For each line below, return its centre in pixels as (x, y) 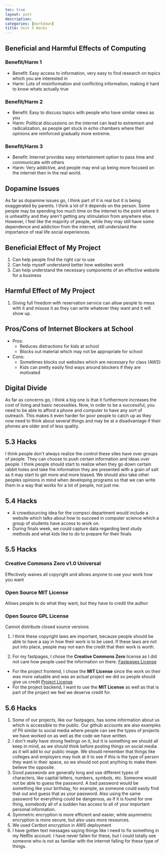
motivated (30, 373)
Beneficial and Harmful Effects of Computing (76, 48)
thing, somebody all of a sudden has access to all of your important (81, 804)
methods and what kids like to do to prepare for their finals (72, 534)
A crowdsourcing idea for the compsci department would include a (80, 513)
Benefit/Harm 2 (24, 102)
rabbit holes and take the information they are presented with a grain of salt (82, 470)
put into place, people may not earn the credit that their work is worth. (83, 647)
